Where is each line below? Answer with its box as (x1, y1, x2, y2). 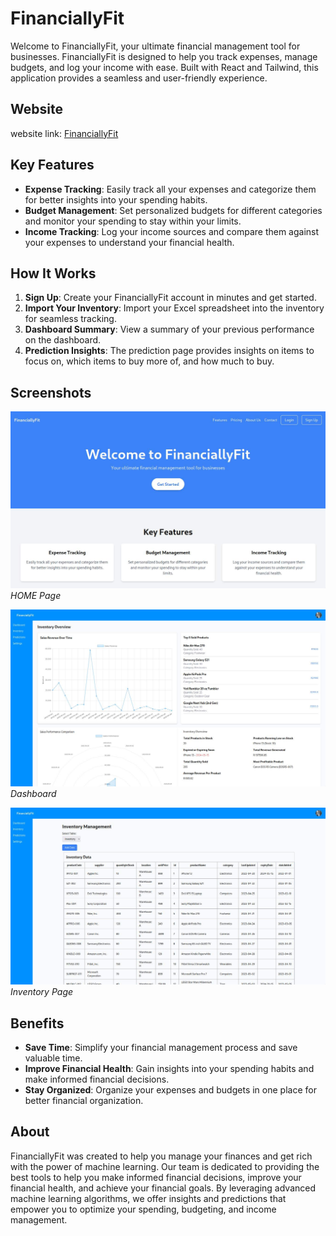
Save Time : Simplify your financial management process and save (24, 1042, 298, 1053)
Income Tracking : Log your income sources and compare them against (24, 225, 320, 237)
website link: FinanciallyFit (10, 127, 119, 139)
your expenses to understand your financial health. (24, 236, 235, 248)
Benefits (10, 1015, 65, 1032)
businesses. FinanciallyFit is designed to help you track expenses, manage (10, 50, 318, 62)
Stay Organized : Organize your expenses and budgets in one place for (24, 1084, 317, 1096)
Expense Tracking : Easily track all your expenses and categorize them (24, 183, 317, 195)
